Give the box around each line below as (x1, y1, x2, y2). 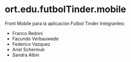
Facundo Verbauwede (12, 36, 59, 42)
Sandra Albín (12, 52, 39, 58)
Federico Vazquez (12, 41, 50, 47)
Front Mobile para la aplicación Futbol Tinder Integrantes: (5, 20, 125, 26)
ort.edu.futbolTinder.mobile (5, 4, 126, 15)
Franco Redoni (12, 30, 43, 36)
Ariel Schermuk (12, 46, 45, 52)
